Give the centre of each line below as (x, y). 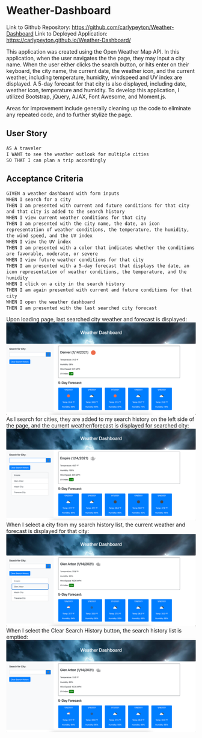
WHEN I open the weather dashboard (51, 302)
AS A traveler (24, 148)
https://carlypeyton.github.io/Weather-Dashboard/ (69, 40)
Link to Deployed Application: (71, 33)
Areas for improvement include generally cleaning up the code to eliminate (99, 108)
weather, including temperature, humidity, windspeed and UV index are (94, 77)
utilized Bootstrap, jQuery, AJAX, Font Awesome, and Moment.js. (87, 96)
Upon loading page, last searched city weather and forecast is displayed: (97, 319)
